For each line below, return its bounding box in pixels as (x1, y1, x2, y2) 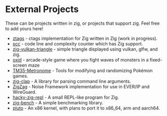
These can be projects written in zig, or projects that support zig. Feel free (5, 20, 160, 26)
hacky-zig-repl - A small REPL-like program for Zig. (12, 94, 120, 100)
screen (12, 62, 27, 68)
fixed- (149, 56, 162, 63)
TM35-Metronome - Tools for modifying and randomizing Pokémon (12, 67, 153, 74)
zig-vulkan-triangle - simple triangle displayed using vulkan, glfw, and (12, 46, 158, 52)
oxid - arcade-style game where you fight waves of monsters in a (12, 56, 149, 63)
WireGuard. (12, 89, 37, 95)
